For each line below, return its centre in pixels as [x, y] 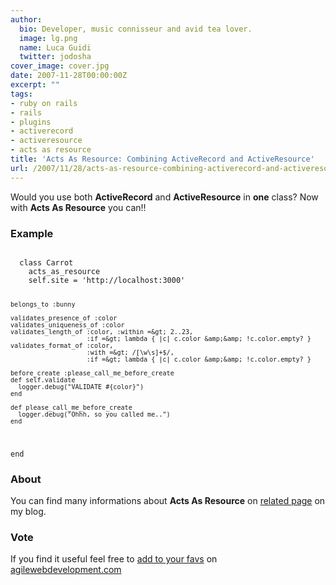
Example [32, 233]
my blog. [28, 511]
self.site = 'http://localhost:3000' [107, 280]
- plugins [31, 122]
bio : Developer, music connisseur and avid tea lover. [136, 29]
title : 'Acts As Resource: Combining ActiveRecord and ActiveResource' [162, 159]
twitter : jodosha [55, 57]
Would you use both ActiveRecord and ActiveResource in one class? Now [164, 197]
